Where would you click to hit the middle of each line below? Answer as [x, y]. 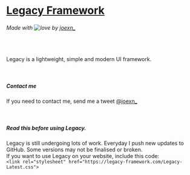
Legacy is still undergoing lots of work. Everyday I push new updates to [95, 144]
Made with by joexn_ [41, 27]
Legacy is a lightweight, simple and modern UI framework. [79, 59]
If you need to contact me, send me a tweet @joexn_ [72, 101]
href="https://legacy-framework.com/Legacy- [126, 162]
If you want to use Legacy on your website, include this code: [83, 156]
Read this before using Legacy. [46, 128]
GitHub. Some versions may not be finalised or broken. [74, 150]
